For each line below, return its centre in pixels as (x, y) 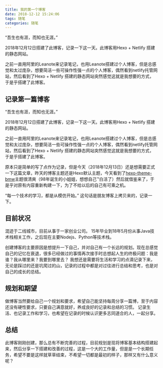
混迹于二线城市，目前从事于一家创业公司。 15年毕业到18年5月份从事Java (78, 231)
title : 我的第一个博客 (25, 9)
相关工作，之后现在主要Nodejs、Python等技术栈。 (64, 237)
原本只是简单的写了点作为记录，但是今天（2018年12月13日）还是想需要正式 (80, 167)
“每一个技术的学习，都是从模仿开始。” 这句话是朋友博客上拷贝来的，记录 (77, 196)
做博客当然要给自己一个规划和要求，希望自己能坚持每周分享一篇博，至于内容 (81, 301)
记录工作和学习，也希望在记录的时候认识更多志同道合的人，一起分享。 (88, 313)
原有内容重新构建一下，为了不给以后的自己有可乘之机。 (73, 185)
